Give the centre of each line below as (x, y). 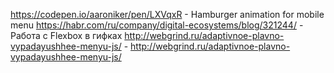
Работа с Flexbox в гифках (66, 35)
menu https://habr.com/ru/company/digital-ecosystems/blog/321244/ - (157, 25)
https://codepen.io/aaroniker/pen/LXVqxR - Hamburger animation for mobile (167, 14)
